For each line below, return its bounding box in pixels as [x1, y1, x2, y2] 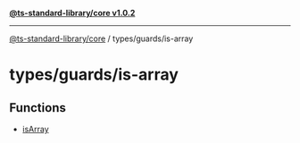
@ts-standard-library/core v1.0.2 [9, 8, 136, 18]
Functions [9, 100, 67, 115]
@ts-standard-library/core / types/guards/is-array [9, 33, 194, 44]
